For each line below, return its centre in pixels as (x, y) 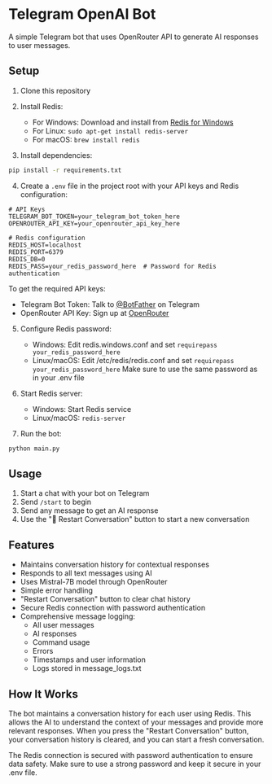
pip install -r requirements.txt (65, 170)
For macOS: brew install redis (86, 139)
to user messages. (39, 45)
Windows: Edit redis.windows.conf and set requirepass (125, 344)
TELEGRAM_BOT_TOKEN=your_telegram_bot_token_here (94, 217)
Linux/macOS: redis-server (79, 418)
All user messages (64, 625)
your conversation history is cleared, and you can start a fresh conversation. (136, 739)
